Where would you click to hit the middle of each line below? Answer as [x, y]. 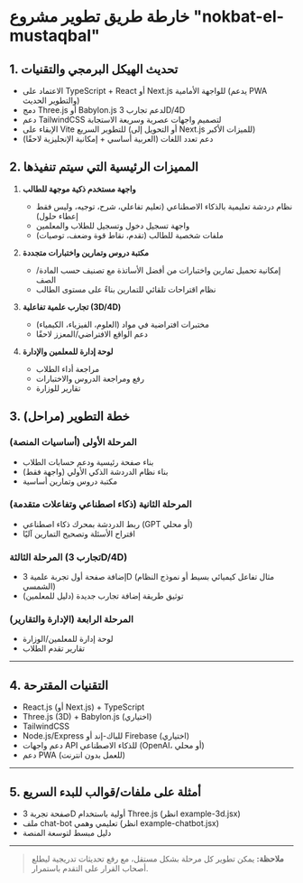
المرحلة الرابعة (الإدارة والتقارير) [71, 619]
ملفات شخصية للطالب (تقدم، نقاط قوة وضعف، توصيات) [129, 235]
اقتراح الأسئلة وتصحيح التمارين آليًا [78, 534]
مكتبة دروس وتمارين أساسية [70, 481]
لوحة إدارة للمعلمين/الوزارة [68, 639]
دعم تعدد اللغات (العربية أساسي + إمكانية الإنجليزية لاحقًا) [118, 139]
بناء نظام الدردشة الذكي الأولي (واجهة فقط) [95, 471]
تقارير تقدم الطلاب [54, 648]
